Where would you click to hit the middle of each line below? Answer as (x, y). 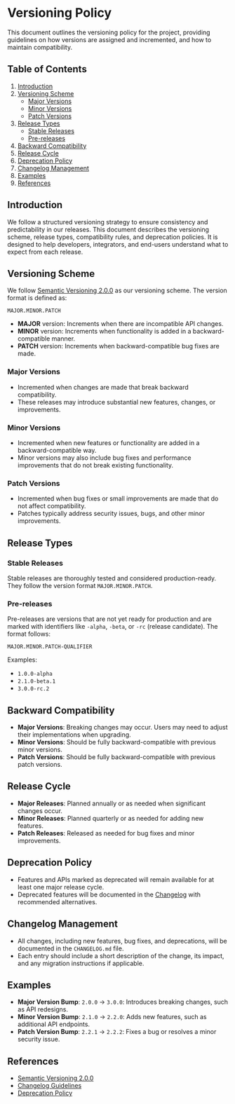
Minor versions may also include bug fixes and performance (104, 458)
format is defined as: (37, 298)
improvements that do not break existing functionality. (95, 465)
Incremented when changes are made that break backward (103, 387)
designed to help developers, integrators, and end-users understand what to (118, 244)
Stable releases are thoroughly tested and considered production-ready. (112, 578)
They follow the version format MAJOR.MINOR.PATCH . (80, 585)
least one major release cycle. (61, 887)
